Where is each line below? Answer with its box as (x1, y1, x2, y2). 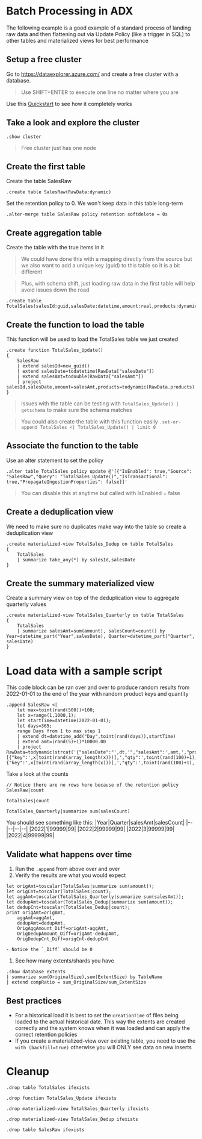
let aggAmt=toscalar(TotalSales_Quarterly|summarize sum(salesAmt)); (6, 894, 185, 900)
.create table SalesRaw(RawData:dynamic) (6, 189, 112, 195)
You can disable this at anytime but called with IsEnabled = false (20, 489, 180, 496)
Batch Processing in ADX (6, 4, 133, 18)
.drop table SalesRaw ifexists (6, 1126, 85, 1133)
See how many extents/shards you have (14, 957, 114, 964)
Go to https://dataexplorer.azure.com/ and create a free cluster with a (6, 70, 179, 78)
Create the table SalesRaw (6, 178, 72, 185)
